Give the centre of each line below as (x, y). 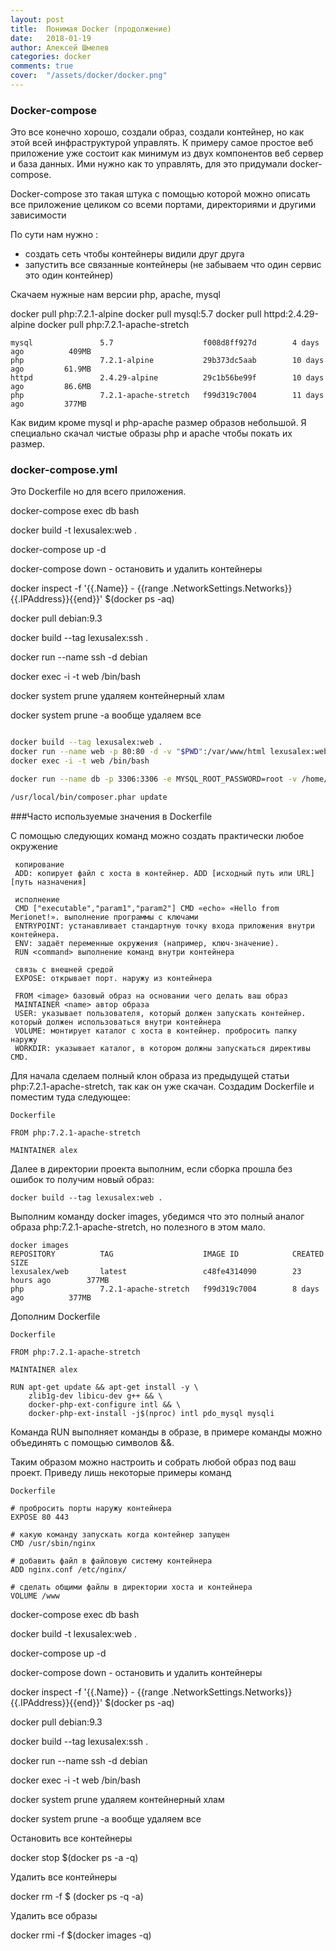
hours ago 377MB (60, 1280)
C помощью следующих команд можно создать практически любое (157, 835)
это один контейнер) (69, 275)
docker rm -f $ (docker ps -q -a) (77, 1896)
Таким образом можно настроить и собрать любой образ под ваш (153, 1462)
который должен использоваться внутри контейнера (116, 1022)
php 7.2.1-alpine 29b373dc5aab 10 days (167, 361)
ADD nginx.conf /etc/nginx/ (69, 1569)
